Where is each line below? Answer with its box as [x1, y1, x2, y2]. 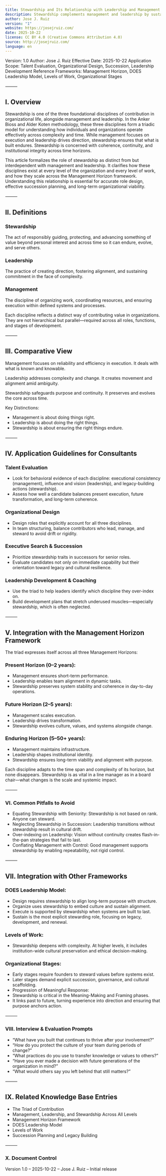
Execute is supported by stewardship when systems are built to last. [12, 908, 151, 914]
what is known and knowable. [5, 365, 66, 371]
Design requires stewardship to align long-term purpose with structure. [12, 898, 157, 904]
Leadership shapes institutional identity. [12, 751, 94, 757]
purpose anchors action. [12, 1003, 63, 1009]
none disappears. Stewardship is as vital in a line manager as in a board [5, 771, 151, 777]
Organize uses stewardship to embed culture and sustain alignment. [12, 903, 151, 909]
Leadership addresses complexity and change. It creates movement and [5, 375, 152, 381]
